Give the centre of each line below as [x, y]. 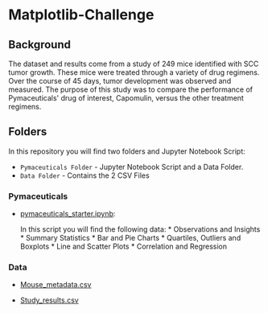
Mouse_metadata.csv [56, 285]
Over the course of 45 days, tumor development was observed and [120, 81]
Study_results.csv [49, 300]
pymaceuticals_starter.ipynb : [68, 214]
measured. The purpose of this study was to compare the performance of [131, 89]
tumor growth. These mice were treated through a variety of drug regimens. [134, 72]
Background [39, 45]
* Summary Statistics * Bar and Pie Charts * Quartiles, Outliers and [130, 238]
